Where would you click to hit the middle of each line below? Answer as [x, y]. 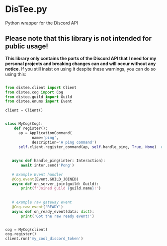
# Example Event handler [38, 174]
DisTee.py [26, 9]
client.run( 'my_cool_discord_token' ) [44, 239]
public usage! [27, 46]
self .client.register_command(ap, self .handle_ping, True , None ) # [91, 147]
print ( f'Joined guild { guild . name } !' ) [61, 188]
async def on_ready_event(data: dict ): [53, 211]
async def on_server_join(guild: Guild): [55, 184]
